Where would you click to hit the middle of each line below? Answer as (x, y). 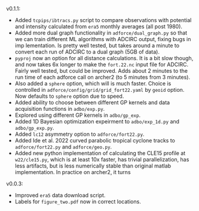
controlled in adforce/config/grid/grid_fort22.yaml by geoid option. (99, 90)
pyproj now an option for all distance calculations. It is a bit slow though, (104, 58)
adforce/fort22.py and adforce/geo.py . (63, 147)
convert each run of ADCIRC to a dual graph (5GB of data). (87, 52)
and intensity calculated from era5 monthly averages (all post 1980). (99, 27)
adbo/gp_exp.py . (35, 128)
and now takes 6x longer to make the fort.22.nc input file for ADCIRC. (102, 64)
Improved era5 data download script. (60, 195)
